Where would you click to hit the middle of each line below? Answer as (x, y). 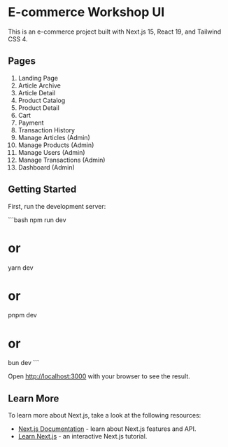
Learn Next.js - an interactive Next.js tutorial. (83, 436)
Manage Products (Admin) (56, 145)
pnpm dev (22, 315)
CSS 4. (18, 39)
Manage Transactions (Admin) (62, 160)
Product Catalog (42, 100)
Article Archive (40, 85)
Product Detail (39, 108)
